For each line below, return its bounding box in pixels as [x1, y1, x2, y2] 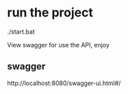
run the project [7, 5, 94, 21]
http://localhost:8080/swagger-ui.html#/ [7, 79, 121, 87]
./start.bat [7, 27, 36, 36]
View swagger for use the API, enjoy [7, 40, 110, 49]
